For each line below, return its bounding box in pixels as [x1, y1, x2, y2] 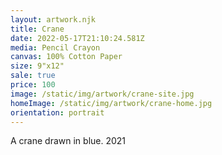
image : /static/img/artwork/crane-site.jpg [10, 89, 195, 99]
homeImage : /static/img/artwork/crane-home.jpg [10, 98, 213, 108]
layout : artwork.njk [10, 14, 97, 25]
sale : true [10, 71, 56, 81]
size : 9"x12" [10, 61, 65, 71]
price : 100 [10, 80, 56, 90]
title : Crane [10, 24, 65, 34]
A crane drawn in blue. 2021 [10, 135, 127, 147]
